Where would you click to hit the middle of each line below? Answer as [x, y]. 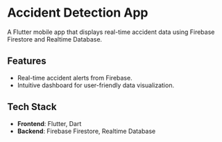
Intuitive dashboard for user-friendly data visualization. [96, 85]
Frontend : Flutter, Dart [49, 123]
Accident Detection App [78, 13]
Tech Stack [32, 107]
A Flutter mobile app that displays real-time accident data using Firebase [111, 32]
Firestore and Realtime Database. [55, 39]
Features [27, 61]
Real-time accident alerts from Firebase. [75, 78]
